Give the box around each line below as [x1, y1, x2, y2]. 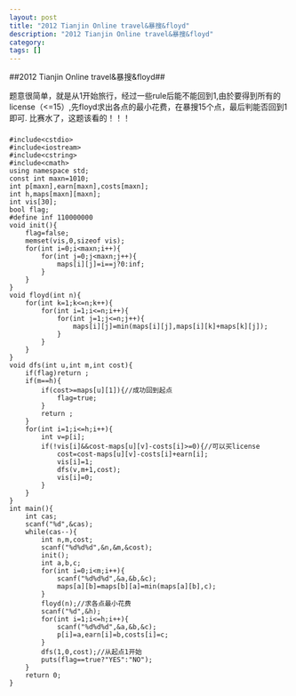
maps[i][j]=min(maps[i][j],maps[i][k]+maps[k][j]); [72, 322, 268, 332]
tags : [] [9, 46, 42, 55]
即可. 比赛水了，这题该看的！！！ [9, 113, 131, 124]
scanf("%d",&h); [41, 607, 101, 616]
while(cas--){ [25, 528, 77, 537]
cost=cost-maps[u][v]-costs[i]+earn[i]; [56, 450, 209, 459]
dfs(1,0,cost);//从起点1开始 [41, 648, 142, 657]
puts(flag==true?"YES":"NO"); [41, 655, 153, 665]
